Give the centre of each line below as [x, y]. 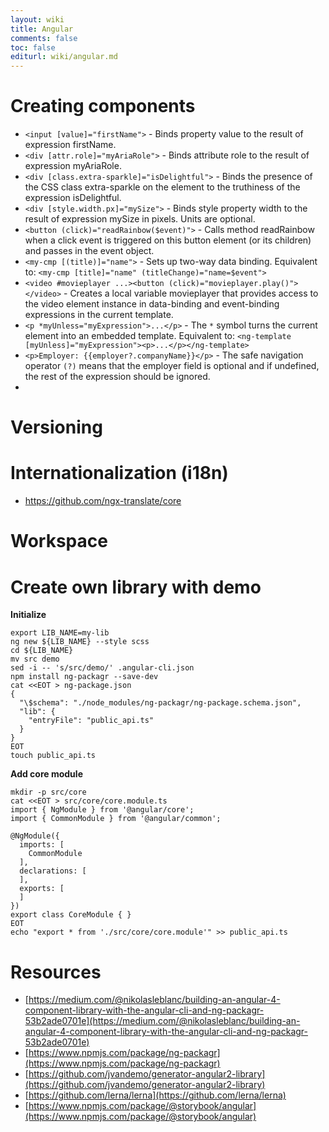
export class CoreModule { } [71, 915]
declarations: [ [53, 871]
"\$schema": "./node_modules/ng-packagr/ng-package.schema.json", [160, 703]
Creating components [103, 106]
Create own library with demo [136, 587]
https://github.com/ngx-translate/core [103, 501]
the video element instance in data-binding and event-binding [152, 304]
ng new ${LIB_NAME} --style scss [80, 642]
